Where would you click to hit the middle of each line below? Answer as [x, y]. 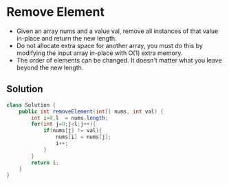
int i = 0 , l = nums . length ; [70, 118]
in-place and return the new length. [67, 38]
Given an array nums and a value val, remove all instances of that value [117, 31]
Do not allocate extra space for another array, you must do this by [110, 45]
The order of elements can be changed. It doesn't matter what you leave [119, 60]
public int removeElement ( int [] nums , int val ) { [91, 111]
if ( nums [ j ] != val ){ [73, 131]
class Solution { [31, 105]
